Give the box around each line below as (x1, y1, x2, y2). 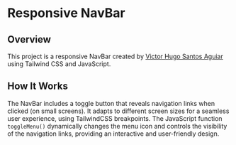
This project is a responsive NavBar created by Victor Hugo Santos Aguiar (7, 52, 223, 60)
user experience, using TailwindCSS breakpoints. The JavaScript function (7, 114, 223, 122)
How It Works (7, 80, 69, 92)
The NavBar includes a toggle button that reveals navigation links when (7, 99, 215, 107)
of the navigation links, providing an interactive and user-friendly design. (7, 129, 220, 138)
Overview (7, 33, 52, 45)
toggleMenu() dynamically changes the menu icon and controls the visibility (7, 122, 227, 130)
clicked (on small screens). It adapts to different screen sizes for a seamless (7, 107, 230, 115)
